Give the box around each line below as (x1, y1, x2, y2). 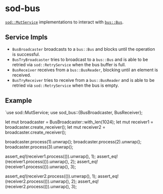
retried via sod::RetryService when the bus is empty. (12, 82, 119, 88)
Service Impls (5, 33, 48, 41)
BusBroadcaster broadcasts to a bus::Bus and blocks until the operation (12, 46, 155, 52)
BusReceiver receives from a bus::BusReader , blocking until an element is (12, 67, 158, 73)
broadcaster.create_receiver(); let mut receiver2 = (5, 124, 106, 130)
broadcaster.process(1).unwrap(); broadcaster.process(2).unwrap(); (5, 138, 142, 144)
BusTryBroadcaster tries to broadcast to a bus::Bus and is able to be (12, 57, 148, 62)
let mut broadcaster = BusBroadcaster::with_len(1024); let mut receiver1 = (5, 119, 154, 125)
